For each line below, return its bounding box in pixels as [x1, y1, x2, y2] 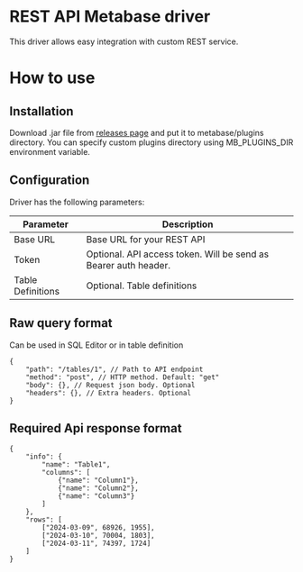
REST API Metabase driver [9, 6, 211, 27]
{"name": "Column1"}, [57, 476, 140, 486]
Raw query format [9, 315, 113, 331]
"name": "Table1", [41, 460, 111, 469]
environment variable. [9, 146, 90, 157]
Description [161, 218, 214, 231]
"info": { [25, 452, 63, 461]
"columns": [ [41, 468, 91, 477]
